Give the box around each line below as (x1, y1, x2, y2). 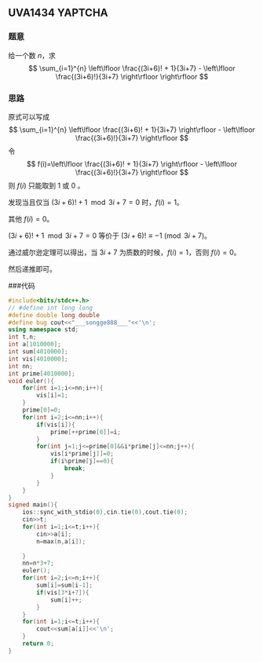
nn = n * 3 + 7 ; (22, 559, 55, 568)
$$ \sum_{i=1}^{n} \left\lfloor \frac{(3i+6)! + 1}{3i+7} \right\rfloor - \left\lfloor (9, 125, 255, 134)
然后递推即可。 (8, 264, 57, 273)
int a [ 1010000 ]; (8, 341, 61, 349)
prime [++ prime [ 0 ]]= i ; (49, 428, 122, 436)
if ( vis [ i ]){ (36, 420, 76, 429)
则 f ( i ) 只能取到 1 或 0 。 (8, 181, 85, 190)
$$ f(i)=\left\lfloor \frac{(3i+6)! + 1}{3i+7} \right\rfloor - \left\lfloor (26, 159, 238, 168)
